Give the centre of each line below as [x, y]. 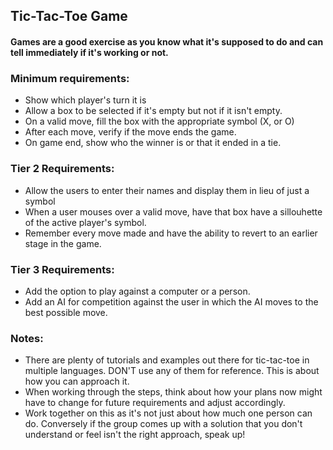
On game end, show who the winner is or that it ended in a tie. [153, 143]
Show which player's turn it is [85, 100]
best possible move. [66, 312]
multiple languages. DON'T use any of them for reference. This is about [172, 371]
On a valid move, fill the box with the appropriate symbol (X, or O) [159, 121]
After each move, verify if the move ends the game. [130, 132]
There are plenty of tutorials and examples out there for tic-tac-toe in [167, 360]
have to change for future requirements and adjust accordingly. [155, 403]
